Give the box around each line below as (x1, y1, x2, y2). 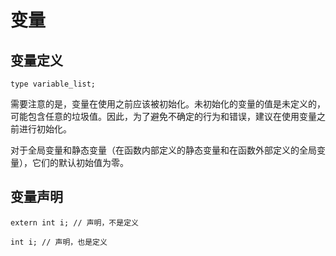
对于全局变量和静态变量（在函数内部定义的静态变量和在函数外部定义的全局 (10, 144, 317, 156)
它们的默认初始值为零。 (31, 157, 129, 168)
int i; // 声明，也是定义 (10, 237, 108, 247)
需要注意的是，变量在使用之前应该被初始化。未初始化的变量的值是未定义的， (10, 98, 326, 110)
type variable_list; (10, 79, 97, 89)
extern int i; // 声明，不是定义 (10, 217, 139, 228)
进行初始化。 (18, 123, 72, 135)
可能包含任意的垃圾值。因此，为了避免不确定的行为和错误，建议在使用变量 (10, 111, 317, 122)
